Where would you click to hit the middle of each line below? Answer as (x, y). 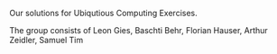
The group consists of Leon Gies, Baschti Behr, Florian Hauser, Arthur (138, 30)
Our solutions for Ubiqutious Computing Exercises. (103, 13)
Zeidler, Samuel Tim (46, 40)
